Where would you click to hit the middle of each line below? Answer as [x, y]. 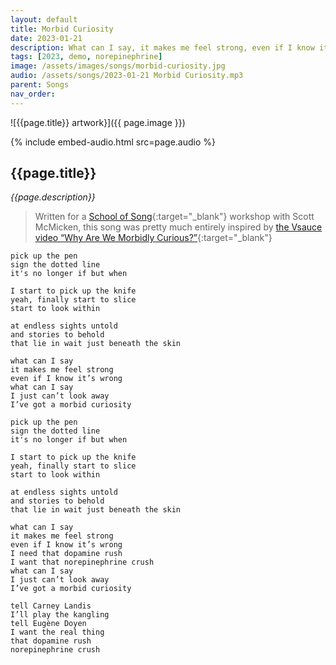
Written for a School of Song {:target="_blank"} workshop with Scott [174, 217]
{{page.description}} [53, 197]
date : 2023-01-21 [46, 38]
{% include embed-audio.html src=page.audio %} [113, 142]
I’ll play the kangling [60, 615]
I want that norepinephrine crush [82, 562]
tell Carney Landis [51, 606]
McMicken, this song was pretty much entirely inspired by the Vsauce [178, 227]
